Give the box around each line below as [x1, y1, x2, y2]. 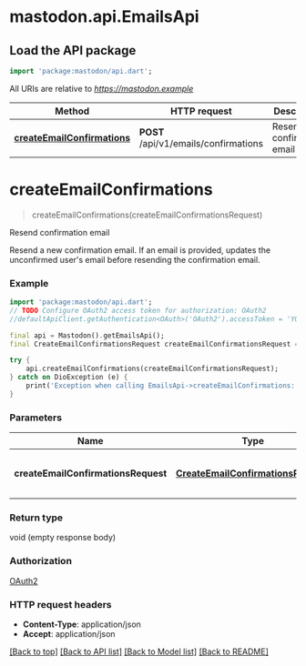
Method [54, 105, 90, 117]
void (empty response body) [9, 532, 117, 543]
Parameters [9, 411, 62, 424]
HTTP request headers [9, 598, 112, 610]
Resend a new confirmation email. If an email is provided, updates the [9, 244, 271, 256]
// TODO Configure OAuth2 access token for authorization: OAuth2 [9, 306, 267, 315]
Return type [9, 511, 64, 524]
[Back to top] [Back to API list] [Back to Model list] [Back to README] [9, 646, 269, 657]
